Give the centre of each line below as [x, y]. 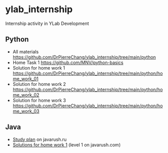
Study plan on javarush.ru [40, 139]
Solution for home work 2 [39, 84]
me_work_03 [26, 111]
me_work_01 [25, 79]
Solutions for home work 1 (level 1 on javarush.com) [66, 145]
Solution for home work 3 [39, 100]
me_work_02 [26, 95]
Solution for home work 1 [39, 68]
